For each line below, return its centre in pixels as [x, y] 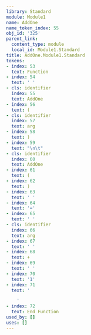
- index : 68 [21, 252]
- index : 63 [21, 192]
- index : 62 [21, 181]
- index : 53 [21, 66]
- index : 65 [21, 214]
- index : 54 [21, 77]
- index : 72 [21, 306]
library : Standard [28, 11]
